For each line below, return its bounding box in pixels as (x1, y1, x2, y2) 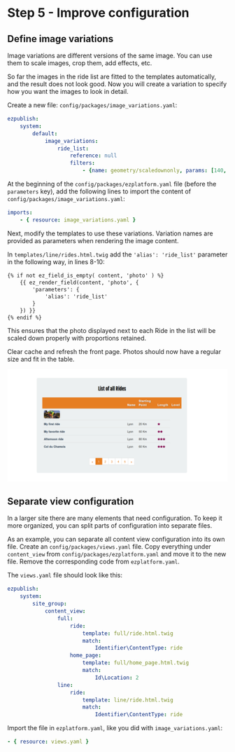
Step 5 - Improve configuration (7, 5, 190, 21)
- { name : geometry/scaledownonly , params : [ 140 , (82, 167, 227, 175)
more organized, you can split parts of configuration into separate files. (7, 521, 213, 530)
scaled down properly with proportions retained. (7, 334, 147, 342)
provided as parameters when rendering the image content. (7, 236, 179, 245)
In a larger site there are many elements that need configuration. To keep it (7, 514, 222, 523)
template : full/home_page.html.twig (82, 659, 190, 666)
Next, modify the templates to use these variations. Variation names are (7, 229, 213, 238)
